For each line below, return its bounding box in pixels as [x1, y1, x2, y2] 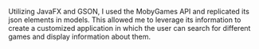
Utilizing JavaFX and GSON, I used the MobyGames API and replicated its [8, 7, 249, 16]
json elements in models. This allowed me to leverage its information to [8, 15, 241, 24]
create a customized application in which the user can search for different [8, 24, 251, 32]
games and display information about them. [8, 32, 151, 41]
